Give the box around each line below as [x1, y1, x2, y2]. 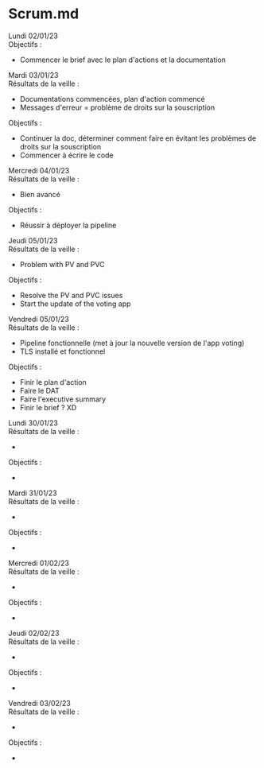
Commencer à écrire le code [19, 150, 114, 160]
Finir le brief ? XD [19, 402, 77, 412]
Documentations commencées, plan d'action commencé [19, 94, 205, 103]
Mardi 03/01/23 [8, 70, 59, 80]
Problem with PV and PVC [19, 259, 105, 269]
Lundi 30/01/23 [8, 418, 58, 428]
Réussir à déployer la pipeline [19, 220, 117, 230]
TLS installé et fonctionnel [19, 347, 106, 356]
